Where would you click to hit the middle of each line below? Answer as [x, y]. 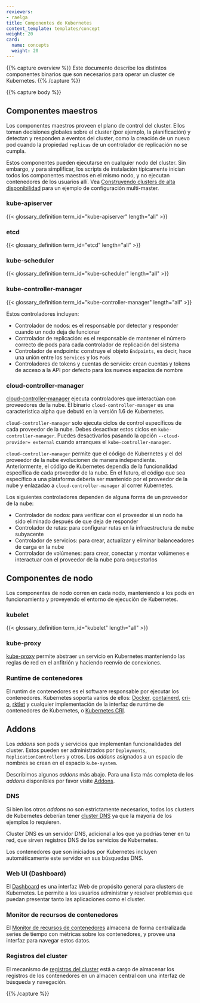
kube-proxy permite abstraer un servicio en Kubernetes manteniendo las [96, 656]
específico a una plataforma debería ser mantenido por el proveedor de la [97, 479]
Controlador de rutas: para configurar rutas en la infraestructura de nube [104, 528]
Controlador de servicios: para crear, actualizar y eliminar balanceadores [104, 540]
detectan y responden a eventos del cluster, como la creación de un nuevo [98, 138]
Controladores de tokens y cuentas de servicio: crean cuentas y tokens [102, 364]
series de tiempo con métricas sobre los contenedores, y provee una [91, 934]
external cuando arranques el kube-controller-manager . [102, 442]
